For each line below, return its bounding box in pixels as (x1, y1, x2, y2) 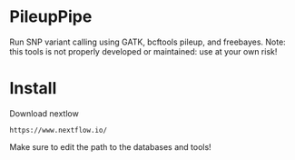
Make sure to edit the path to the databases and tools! (9, 141, 211, 152)
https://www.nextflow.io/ (9, 125, 107, 135)
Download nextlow (9, 107, 79, 119)
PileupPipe (9, 6, 93, 27)
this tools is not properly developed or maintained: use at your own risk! (9, 45, 278, 56)
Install (9, 78, 57, 99)
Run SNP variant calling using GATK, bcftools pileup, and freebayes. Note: (9, 36, 286, 47)
